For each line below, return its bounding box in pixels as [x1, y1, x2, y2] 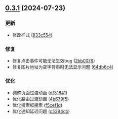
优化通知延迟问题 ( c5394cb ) [12, 109, 70, 115]
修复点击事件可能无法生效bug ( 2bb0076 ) [12, 58, 95, 63]
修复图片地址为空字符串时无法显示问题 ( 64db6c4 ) [12, 64, 114, 70]
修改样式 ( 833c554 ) [12, 32, 53, 38]
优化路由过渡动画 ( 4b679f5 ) [12, 96, 69, 102]
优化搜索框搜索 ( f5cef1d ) [12, 102, 63, 108]
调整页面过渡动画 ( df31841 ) [12, 90, 68, 96]
